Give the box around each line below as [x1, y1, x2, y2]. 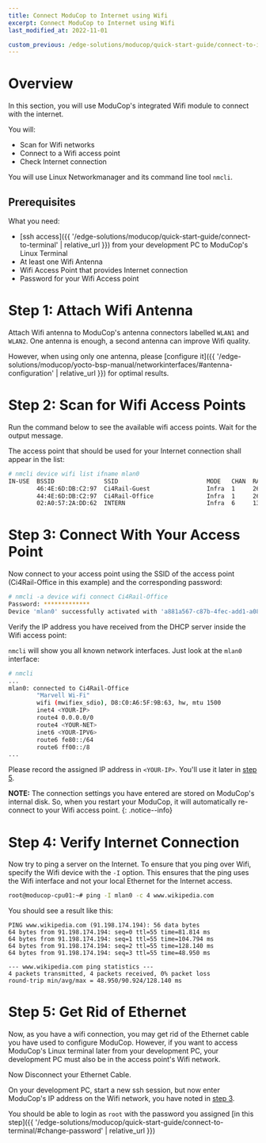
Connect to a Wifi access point [19, 148, 120, 159]
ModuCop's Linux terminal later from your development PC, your [8, 1046, 219, 1056]
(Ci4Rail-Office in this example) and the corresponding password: [8, 578, 223, 587]
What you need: [8, 216, 60, 226]
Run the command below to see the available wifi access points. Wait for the [8, 422, 257, 432]
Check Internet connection [19, 157, 107, 166]
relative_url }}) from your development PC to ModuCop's [64, 240, 249, 250]
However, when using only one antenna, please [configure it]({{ [8, 351, 215, 361]
